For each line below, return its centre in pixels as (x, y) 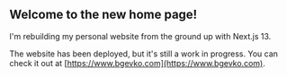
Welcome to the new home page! (103, 15)
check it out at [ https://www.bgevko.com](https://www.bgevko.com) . (137, 63)
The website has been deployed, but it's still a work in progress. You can (144, 54)
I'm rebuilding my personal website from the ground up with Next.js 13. (140, 36)
